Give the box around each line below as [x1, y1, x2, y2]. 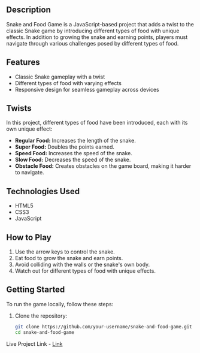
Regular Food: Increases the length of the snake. [14, 137, 136, 144]
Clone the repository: [14, 312, 68, 319]
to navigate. [14, 169, 44, 176]
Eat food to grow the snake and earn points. [14, 255, 123, 262]
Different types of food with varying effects [14, 79, 122, 86]
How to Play [6, 232, 52, 242]
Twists [6, 103, 32, 113]
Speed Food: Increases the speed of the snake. [14, 150, 133, 157]
